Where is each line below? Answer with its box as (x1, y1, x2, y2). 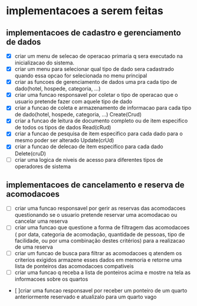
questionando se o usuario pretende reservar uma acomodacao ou (14, 211, 178, 219)
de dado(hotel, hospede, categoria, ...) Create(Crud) (14, 111, 142, 118)
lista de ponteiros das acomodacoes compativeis (14, 262, 134, 269)
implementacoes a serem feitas (6, 4, 163, 18)
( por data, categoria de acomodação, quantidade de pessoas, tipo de (14, 230, 185, 237)
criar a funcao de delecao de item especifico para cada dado (14, 143, 163, 150)
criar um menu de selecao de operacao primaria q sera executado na (14, 53, 183, 60)
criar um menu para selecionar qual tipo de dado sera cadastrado (14, 66, 174, 73)
